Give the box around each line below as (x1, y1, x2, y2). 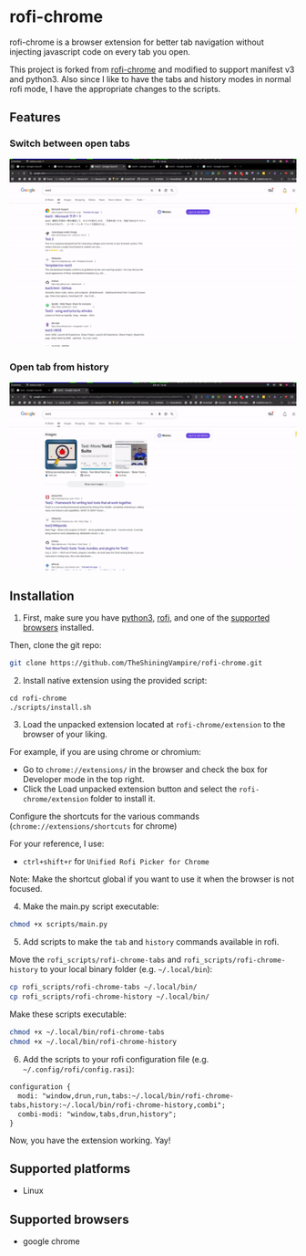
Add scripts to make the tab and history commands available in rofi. (22, 937, 280, 947)
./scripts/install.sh (9, 703, 92, 713)
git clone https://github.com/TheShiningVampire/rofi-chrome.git (9, 659, 262, 668)
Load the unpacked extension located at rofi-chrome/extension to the (22, 719, 286, 730)
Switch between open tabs (9, 137, 130, 150)
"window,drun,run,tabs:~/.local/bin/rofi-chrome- (42, 1091, 234, 1101)
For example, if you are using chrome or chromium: (9, 747, 202, 758)
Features (9, 110, 61, 125)
